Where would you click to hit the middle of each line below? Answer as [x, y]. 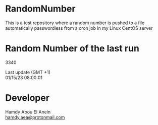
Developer [27, 98]
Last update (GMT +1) [28, 72]
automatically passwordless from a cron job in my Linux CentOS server [79, 28]
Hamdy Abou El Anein [28, 112]
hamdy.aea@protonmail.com [35, 117]
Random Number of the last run [72, 49]
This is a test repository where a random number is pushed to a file [75, 23]
